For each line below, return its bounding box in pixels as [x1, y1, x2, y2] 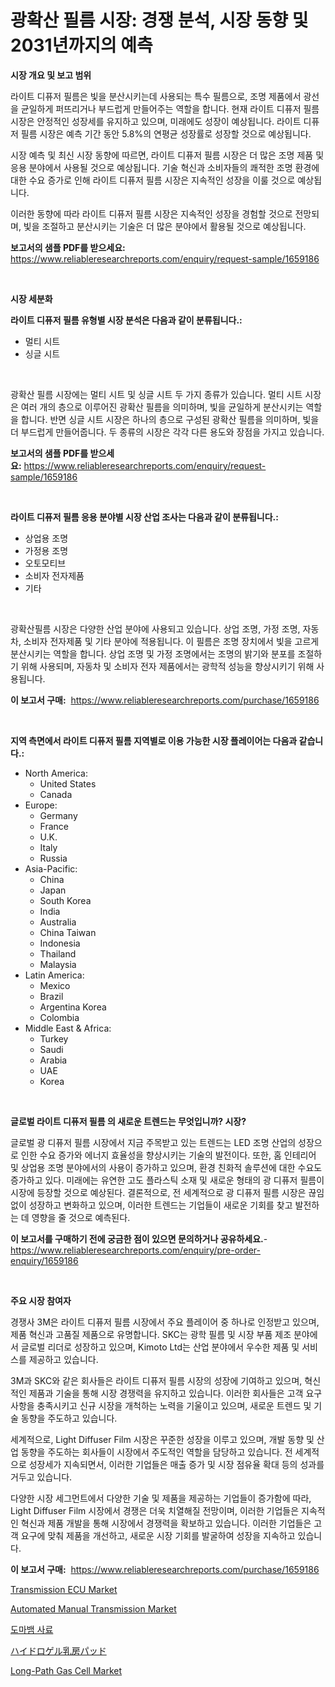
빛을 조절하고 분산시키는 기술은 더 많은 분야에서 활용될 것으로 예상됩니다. [23, 220, 307, 232]
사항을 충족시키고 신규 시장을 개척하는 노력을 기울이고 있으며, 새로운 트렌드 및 [10, 1399, 312, 1411]
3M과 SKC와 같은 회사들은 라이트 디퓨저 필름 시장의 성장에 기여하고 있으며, [10, 1374, 303, 1386]
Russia [39, 852, 68, 864]
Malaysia [39, 958, 77, 970]
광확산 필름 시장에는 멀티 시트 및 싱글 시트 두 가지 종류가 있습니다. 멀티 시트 [10, 388, 303, 400]
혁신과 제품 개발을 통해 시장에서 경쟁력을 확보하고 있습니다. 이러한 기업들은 [20, 1517, 312, 1529]
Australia [39, 916, 77, 928]
